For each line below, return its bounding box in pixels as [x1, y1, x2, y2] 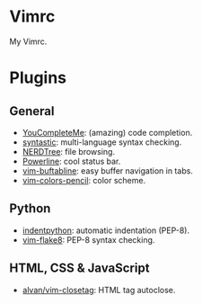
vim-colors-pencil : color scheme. [22, 174, 146, 185]
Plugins [9, 67, 67, 88]
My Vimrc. [9, 36, 48, 47]
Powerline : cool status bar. [22, 156, 121, 166]
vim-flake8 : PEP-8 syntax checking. [22, 234, 155, 245]
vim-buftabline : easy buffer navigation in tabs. [22, 165, 193, 176]
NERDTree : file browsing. [22, 146, 115, 156]
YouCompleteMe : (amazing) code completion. [22, 127, 193, 138]
